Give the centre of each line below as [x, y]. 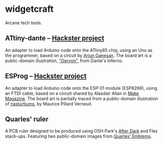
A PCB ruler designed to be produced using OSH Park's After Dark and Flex [81, 131]
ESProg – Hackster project [46, 76]
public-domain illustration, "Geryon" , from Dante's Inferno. [64, 61]
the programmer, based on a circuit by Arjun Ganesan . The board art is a [79, 55]
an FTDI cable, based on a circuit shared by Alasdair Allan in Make [72, 93]
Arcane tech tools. [24, 23]
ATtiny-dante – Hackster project [55, 38]
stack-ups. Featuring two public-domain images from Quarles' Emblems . [79, 136]
